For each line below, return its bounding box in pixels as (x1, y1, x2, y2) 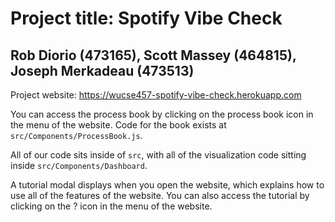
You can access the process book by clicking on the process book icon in (10, 108, 314, 120)
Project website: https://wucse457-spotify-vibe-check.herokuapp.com (10, 89, 302, 101)
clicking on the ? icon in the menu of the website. (10, 200, 213, 212)
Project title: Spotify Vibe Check (10, 7, 283, 30)
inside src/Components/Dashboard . (10, 160, 148, 171)
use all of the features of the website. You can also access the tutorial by (10, 190, 310, 201)
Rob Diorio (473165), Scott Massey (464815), (10, 47, 297, 64)
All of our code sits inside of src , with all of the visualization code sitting (10, 149, 307, 161)
